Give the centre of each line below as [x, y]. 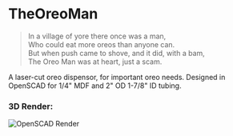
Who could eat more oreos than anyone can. [101, 44]
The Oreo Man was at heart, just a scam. [95, 62]
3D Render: [31, 106]
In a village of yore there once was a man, [97, 36]
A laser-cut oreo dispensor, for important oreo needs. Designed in [117, 77]
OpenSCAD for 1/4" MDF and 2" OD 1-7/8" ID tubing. [95, 86]
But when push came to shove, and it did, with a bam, [116, 53]
